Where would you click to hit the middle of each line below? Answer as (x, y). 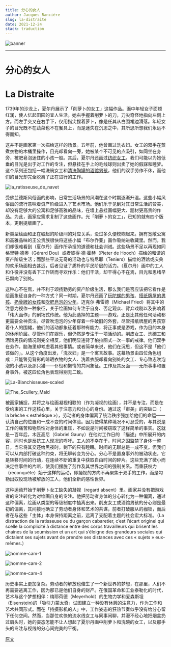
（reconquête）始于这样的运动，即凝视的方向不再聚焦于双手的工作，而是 (82, 473)
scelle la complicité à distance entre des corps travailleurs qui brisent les (81, 527)
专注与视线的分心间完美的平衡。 (48, 628)
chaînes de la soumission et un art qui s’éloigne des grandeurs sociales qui (84, 532)
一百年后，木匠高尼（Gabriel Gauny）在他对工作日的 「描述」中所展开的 (85, 435)
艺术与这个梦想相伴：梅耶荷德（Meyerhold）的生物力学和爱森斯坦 (75, 597)
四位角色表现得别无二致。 (59, 372)
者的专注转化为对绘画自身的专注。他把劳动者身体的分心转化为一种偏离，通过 (85, 496)
